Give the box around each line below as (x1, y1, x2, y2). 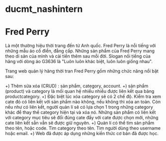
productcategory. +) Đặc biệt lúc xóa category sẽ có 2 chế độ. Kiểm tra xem (5, 93, 162, 100)
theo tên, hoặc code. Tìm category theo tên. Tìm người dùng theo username (5, 125, 161, 131)
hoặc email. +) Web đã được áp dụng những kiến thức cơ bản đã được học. (5, 131, 159, 137)
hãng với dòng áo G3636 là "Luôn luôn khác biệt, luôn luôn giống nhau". (5, 59, 153, 65)
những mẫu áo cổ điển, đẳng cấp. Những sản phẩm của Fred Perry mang (5, 48, 155, 54)
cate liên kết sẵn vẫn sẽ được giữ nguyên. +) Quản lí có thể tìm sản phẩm (5, 120, 155, 126)
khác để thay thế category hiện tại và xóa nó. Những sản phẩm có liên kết (5, 109, 156, 115)
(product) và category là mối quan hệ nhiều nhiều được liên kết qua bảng (5, 88, 155, 94)
